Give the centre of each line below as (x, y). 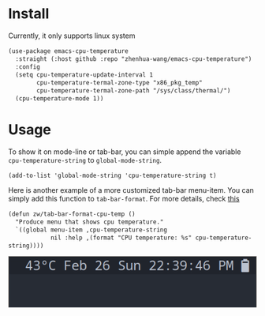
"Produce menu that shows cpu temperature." (90, 222)
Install (29, 14)
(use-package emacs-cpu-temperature (68, 51)
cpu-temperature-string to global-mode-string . (85, 160)
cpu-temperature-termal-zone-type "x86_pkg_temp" (119, 83)
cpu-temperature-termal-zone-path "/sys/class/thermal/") (134, 90)
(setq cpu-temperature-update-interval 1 (84, 75)
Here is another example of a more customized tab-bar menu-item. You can (131, 190)
